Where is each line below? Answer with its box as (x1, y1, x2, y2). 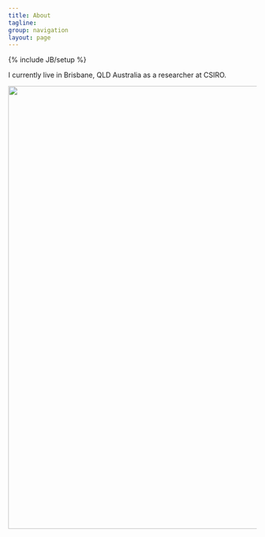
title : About (8, 11, 51, 20)
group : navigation (8, 26, 69, 34)
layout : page (8, 33, 51, 42)
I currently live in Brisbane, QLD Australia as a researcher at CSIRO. (8, 70, 227, 80)
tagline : (8, 19, 37, 27)
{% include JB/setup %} (8, 55, 87, 65)
